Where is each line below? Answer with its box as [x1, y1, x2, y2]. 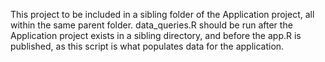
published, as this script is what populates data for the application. [10, 40, 285, 52]
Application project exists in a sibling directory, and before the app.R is [10, 30, 302, 41]
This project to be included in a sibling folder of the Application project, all [10, 9, 315, 20]
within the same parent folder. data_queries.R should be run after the [10, 19, 293, 31]
